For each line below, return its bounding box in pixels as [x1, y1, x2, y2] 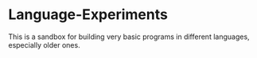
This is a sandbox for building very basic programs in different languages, [8, 32, 250, 41]
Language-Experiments [8, 6, 169, 24]
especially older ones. [8, 40, 81, 49]
